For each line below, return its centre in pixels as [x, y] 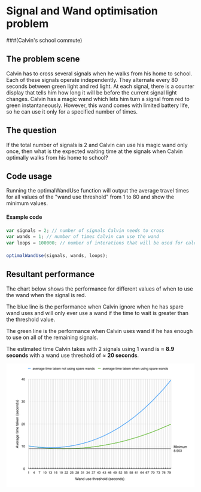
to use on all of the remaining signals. [52, 337]
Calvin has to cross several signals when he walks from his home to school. [99, 74]
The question [31, 131]
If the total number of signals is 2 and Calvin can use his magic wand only [97, 145]
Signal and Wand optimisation [82, 11]
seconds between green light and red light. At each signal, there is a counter [100, 86]
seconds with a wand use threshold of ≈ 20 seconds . [73, 355]
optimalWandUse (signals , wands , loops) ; [57, 256]
